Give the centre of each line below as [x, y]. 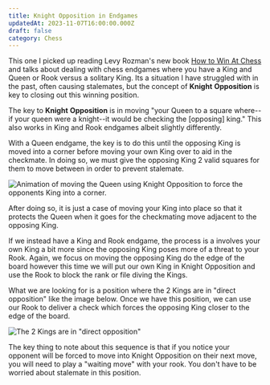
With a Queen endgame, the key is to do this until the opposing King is [125, 143]
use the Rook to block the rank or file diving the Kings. [98, 275]
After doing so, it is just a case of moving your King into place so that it [125, 209]
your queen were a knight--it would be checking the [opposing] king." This [138, 119]
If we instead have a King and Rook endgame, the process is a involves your [135, 241]
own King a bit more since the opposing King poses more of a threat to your [134, 249]
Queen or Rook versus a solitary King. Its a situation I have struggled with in [133, 78]
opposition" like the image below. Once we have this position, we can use [130, 299]
